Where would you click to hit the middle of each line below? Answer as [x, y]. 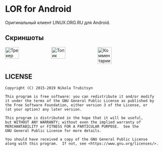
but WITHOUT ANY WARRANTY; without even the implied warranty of [73, 122]
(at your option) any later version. [44, 109]
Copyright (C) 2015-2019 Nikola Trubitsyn [49, 88]
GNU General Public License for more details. [53, 130]
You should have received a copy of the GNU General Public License [76, 139]
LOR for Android [38, 9]
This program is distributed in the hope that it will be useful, [74, 118]
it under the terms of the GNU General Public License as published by [80, 101]
